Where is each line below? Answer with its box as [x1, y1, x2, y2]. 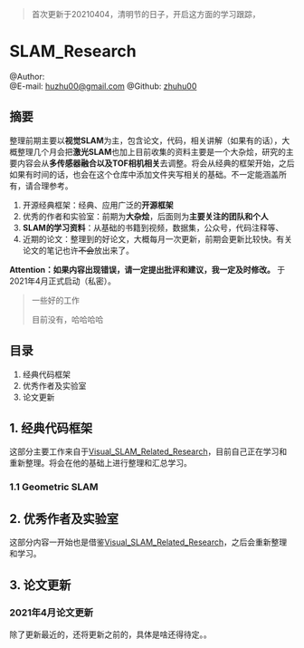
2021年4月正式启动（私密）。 [9, 276, 116, 286]
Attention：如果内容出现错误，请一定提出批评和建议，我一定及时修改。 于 [9, 264, 286, 275]
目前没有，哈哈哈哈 [31, 314, 104, 324]
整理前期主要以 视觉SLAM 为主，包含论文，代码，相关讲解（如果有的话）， [9, 135, 282, 146]
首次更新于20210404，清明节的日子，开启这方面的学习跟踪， [31, 9, 261, 19]
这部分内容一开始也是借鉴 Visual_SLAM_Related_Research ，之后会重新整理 [9, 537, 288, 547]
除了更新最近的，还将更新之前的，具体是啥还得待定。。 [9, 629, 212, 640]
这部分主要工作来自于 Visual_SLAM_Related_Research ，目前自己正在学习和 [9, 446, 288, 457]
